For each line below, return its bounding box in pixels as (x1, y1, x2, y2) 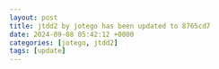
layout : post (9, 13, 58, 22)
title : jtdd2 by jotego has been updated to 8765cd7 (9, 22, 211, 30)
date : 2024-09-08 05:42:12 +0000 (9, 30, 135, 39)
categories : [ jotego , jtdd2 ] (9, 38, 118, 47)
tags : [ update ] (9, 47, 66, 56)
